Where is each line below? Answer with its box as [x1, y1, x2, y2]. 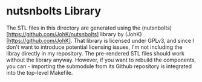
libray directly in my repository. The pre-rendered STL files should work [6, 49, 184, 57]
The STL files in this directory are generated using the [6, 24, 141, 31]
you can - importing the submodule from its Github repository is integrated [6, 62, 192, 70]
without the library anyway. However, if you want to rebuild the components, [6, 56, 197, 63]
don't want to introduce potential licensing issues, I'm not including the [6, 43, 183, 51]
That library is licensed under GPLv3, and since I [73, 37, 195, 44]
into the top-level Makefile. [6, 69, 73, 76]
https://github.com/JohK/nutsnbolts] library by [8, 30, 124, 37]
